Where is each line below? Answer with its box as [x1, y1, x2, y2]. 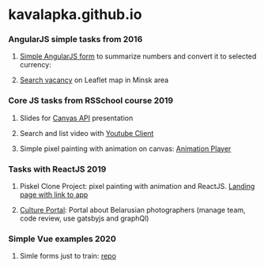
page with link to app [19, 190, 89, 199]
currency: [19, 60, 51, 70]
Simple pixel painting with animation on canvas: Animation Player [19, 144, 232, 153]
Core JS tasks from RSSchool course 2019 [8, 95, 174, 106]
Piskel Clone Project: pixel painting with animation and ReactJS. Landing [19, 182, 255, 191]
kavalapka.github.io [8, 6, 142, 24]
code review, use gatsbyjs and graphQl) [19, 213, 149, 223]
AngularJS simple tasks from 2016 [8, 34, 143, 45]
